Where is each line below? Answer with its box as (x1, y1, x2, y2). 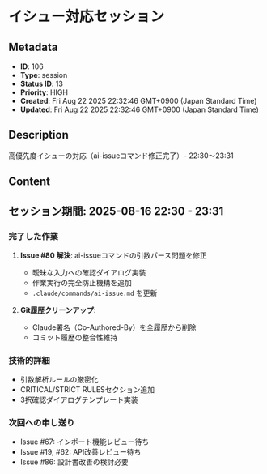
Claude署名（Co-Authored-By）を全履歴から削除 (32, 322, 197, 332)
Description (8, 128, 69, 142)
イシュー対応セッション (8, 7, 165, 26)
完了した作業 (8, 230, 59, 241)
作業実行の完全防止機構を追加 (32, 277, 132, 288)
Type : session (19, 70, 68, 79)
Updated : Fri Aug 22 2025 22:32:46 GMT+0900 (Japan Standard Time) (19, 105, 259, 114)
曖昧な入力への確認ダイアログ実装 (32, 267, 146, 277)
